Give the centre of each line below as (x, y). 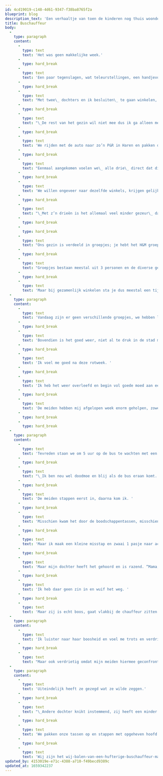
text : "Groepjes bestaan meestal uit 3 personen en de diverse (88, 268)
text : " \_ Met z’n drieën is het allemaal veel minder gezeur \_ (88, 213)
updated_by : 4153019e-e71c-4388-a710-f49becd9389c (57, 761)
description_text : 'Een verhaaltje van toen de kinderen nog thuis (75, 19)
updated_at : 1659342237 (29, 766)
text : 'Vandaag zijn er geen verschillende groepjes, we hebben (89, 318)
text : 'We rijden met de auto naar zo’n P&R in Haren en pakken (89, 146)
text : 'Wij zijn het (43, 757)
